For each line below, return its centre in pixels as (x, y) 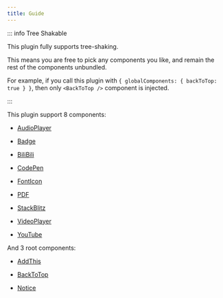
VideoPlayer (34, 221)
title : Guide (26, 13)
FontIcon (30, 181)
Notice (26, 288)
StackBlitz (31, 208)
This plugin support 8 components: (57, 114)
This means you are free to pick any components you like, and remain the (111, 60)
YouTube (30, 234)
